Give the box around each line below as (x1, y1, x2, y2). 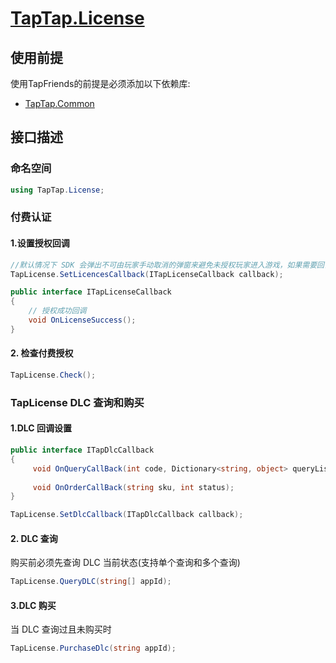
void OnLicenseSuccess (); (28, 315, 137, 326)
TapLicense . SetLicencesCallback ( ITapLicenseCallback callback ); (10, 269, 284, 279)
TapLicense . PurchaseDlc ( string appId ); (10, 643, 177, 654)
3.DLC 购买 (10, 599, 57, 611)
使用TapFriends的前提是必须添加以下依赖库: (10, 78, 191, 89)
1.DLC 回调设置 (10, 422, 73, 434)
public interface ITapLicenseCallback (10, 287, 172, 297)
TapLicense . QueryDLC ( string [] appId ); (10, 577, 172, 587)
